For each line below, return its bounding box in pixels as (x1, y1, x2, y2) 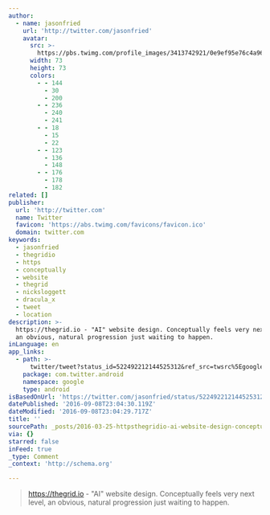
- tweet (15, 303, 42, 311)
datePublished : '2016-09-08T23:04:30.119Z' (8, 400, 157, 408)
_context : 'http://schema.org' (8, 460, 113, 468)
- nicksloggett (15, 288, 67, 296)
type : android (22, 385, 70, 394)
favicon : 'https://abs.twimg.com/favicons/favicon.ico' (15, 221, 207, 229)
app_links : (8, 348, 45, 356)
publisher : (8, 198, 45, 206)
